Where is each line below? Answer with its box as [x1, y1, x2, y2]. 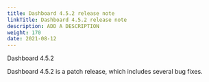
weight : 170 [7, 29, 41, 36]
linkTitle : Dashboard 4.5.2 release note [7, 16, 127, 23]
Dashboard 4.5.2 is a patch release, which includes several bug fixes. [7, 68, 204, 76]
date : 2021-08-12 [7, 36, 57, 42]
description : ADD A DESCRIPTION [7, 23, 99, 29]
